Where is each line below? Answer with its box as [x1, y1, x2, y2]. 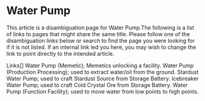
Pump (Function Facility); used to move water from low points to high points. [6, 88, 199, 95]
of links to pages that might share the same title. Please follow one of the [6, 30, 190, 37]
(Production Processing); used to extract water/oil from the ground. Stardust [6, 68, 199, 75]
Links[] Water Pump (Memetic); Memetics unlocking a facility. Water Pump [6, 62, 194, 69]
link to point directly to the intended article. [6, 50, 115, 57]
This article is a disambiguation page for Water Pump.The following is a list [6, 24, 195, 31]
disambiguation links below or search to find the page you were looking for [6, 37, 195, 44]
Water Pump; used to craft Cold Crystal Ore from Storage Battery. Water [6, 81, 188, 89]
